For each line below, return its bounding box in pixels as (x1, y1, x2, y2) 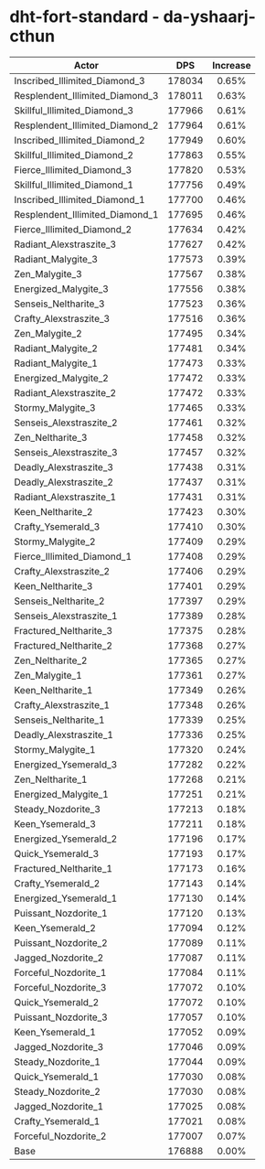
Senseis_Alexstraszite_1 (14, 609, 118, 622)
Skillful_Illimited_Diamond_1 (14, 178, 134, 191)
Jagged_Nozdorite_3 (14, 1040, 104, 1053)
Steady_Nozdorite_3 (14, 802, 101, 815)
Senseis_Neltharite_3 (14, 297, 105, 310)
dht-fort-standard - (9, 6, 160, 27)
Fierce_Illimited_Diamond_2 (14, 222, 132, 235)
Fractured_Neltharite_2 (14, 638, 112, 651)
